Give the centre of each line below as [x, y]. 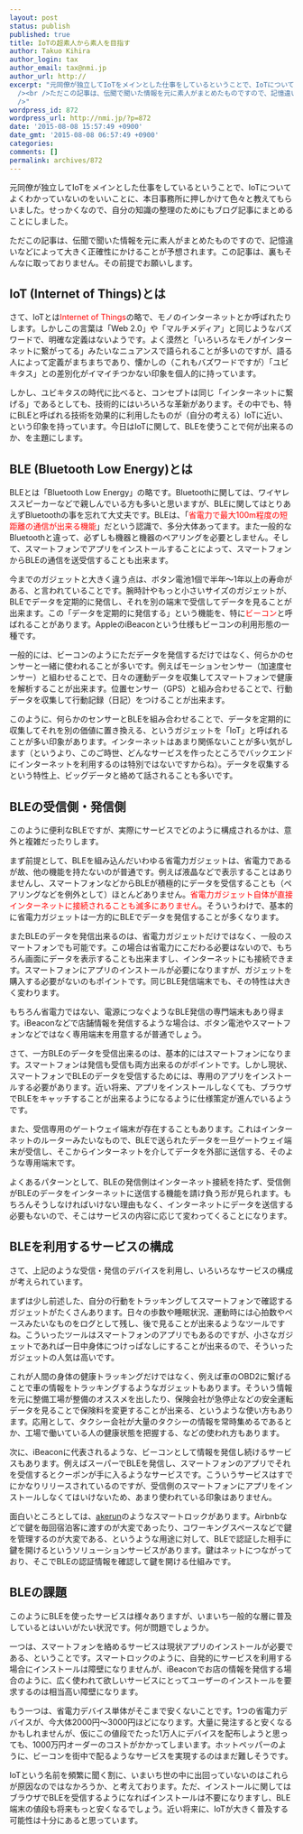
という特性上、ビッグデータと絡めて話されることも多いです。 [124, 776]
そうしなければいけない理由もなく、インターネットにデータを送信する [163, 1204]
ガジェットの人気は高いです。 [64, 1357]
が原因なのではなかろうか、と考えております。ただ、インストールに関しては [150, 1786]
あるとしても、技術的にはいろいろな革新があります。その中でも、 [162, 404]
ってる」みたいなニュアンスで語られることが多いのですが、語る [174, 351]
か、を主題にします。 [49, 438]
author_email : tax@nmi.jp [58, 69]
